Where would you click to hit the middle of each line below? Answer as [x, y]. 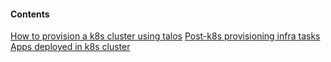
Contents [30, 14]
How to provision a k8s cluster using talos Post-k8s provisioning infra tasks [165, 36]
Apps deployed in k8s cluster [70, 47]
